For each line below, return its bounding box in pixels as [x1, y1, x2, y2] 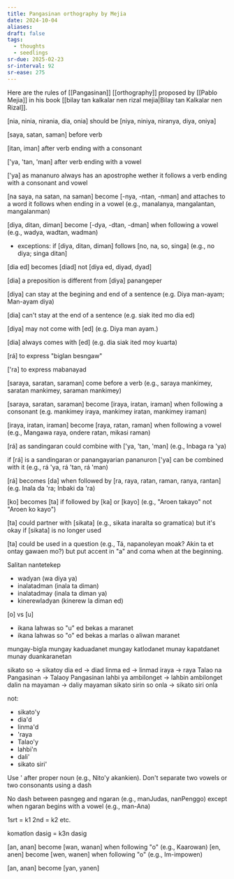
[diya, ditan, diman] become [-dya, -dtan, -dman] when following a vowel [7, 220, 219, 229]
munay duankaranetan [7, 652, 72, 660]
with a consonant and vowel [7, 178, 88, 186]
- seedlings [13, 50, 49, 57]
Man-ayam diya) [7, 297, 54, 306]
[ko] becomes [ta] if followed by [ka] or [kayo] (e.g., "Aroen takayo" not [7, 497, 212, 505]
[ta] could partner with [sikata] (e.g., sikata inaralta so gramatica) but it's [7, 518, 216, 526]
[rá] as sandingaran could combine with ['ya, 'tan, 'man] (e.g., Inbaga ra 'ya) [7, 442, 227, 450]
